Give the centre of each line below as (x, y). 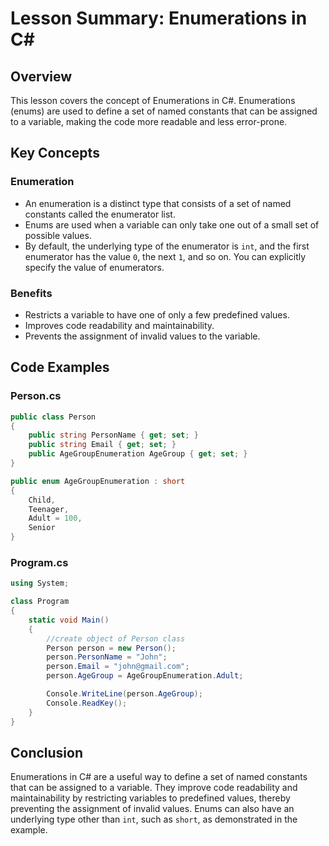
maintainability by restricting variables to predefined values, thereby (150, 798)
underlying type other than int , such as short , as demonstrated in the (154, 819)
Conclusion (47, 752)
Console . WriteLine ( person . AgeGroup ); (124, 694)
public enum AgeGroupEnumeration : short (98, 481)
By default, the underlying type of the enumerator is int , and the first (167, 246)
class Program (40, 602)
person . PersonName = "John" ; (107, 657)
